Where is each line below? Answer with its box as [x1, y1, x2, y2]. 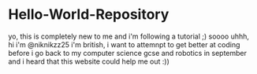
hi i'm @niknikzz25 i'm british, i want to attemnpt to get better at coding [8, 39, 240, 49]
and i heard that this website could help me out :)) [8, 57, 169, 66]
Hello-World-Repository [8, 6, 169, 24]
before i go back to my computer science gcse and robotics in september [8, 48, 247, 57]
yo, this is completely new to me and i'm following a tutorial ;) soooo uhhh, [8, 31, 250, 41]
